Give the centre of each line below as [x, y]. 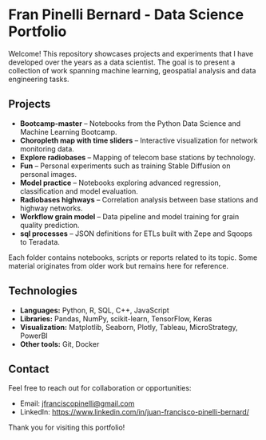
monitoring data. [47, 148]
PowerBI [34, 336]
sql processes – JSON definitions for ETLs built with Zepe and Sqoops [136, 234]
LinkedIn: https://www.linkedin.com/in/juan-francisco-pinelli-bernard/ [135, 412]
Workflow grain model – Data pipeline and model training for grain [129, 216]
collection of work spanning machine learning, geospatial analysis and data [132, 70]
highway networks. [51, 208]
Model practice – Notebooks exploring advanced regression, [120, 183]
